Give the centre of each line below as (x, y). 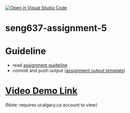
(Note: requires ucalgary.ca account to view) (51, 105)
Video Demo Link (41, 91)
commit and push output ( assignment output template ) (69, 71)
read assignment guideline (40, 65)
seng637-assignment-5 (56, 28)
